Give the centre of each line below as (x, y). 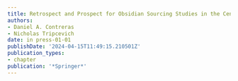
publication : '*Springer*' (47, 66)
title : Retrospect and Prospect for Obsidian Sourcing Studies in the (114, 14)
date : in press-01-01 (39, 40)
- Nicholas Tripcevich (41, 33)
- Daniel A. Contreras (41, 27)
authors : (20, 20)
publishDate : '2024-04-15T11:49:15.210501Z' (74, 46)
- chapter (22, 60)
